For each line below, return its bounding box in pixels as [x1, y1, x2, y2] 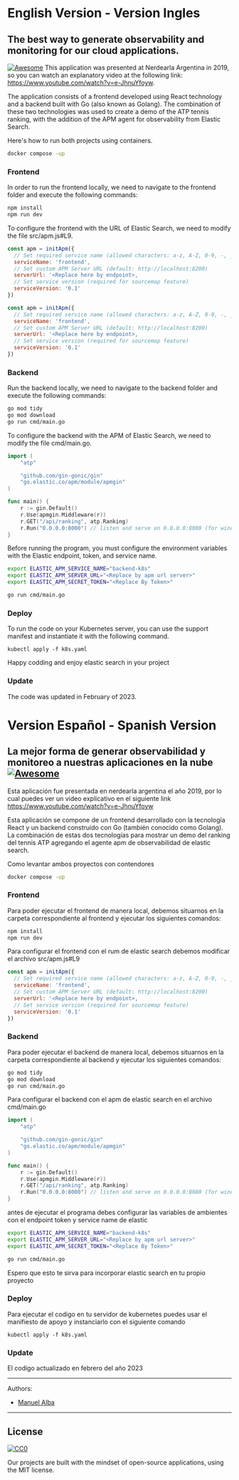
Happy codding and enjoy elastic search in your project [7, 658, 169, 667]
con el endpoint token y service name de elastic [7, 1216, 148, 1224]
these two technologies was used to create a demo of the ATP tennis [7, 107, 210, 115]
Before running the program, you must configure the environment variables [7, 544, 228, 552]
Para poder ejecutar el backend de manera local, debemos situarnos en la [7, 1048, 224, 1056]
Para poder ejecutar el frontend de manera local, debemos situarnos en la [7, 906, 224, 915]
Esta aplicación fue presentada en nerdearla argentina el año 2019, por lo [7, 787, 222, 795]
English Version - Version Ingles [7, 5, 201, 21]
